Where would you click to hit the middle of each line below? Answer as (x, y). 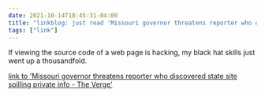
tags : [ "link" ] (33, 30)
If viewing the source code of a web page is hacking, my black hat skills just (132, 53)
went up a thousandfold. (48, 61)
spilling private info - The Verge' (60, 84)
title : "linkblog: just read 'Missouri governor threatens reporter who (130, 23)
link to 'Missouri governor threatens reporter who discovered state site (123, 76)
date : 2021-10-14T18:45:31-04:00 (63, 15)
